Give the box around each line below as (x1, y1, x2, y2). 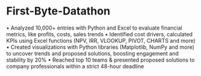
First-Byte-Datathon (6, 4, 110, 18)
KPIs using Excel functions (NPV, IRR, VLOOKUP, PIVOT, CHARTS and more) (6, 37, 196, 44)
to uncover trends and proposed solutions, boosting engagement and (6, 49, 179, 57)
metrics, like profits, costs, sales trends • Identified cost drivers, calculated (6, 30, 193, 37)
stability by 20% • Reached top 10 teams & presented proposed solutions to (6, 56, 195, 63)
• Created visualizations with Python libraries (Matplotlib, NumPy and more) (6, 43, 195, 51)
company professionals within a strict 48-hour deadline (6, 62, 144, 70)
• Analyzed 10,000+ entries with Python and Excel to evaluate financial (6, 24, 182, 31)
